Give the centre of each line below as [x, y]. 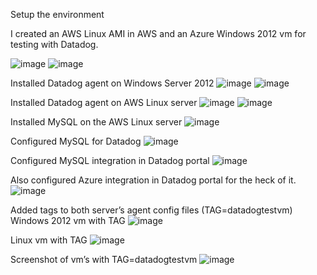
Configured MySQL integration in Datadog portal [110, 160]
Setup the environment [57, 14]
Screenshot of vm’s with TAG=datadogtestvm [104, 259]
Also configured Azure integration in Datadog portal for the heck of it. [153, 180]
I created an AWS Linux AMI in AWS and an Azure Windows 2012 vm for [158, 33]
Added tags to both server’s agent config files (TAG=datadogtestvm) [151, 210]
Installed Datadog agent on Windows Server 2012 [112, 83]
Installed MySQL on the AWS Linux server [96, 122]
